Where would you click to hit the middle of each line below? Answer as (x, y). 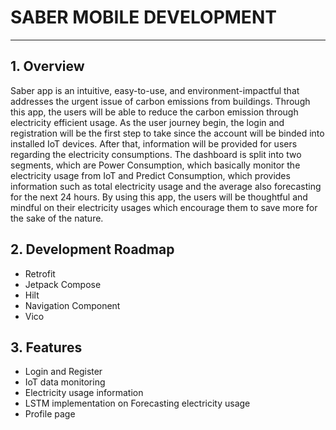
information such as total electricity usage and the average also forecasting (166, 186)
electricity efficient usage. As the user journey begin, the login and (147, 122)
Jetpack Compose (63, 284)
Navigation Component (72, 305)
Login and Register (63, 372)
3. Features (46, 347)
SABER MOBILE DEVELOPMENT (143, 17)
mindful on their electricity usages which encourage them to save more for (164, 207)
